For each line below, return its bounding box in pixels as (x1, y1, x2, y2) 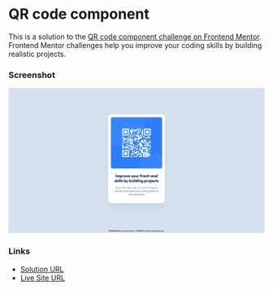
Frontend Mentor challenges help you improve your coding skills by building (8, 40, 262, 50)
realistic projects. (8, 49, 67, 58)
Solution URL (19, 264, 64, 274)
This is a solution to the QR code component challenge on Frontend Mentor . (8, 32, 262, 41)
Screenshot (8, 69, 55, 80)
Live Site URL (19, 273, 66, 283)
